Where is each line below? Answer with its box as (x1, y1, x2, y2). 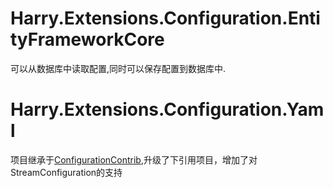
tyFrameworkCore (10, 28, 165, 51)
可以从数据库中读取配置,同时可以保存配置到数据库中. (10, 62, 227, 74)
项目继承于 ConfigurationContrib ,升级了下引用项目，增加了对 (10, 153, 258, 166)
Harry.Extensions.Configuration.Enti (10, 7, 321, 30)
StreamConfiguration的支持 (10, 166, 123, 178)
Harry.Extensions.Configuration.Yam (10, 98, 325, 121)
